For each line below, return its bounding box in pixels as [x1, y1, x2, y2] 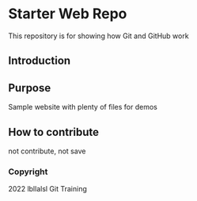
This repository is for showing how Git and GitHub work [8, 31, 189, 41]
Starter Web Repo [8, 5, 127, 23]
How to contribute [8, 125, 100, 139]
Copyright [8, 166, 48, 177]
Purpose [8, 81, 51, 95]
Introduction [8, 54, 71, 68]
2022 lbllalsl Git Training [8, 184, 87, 194]
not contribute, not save [8, 146, 86, 156]
